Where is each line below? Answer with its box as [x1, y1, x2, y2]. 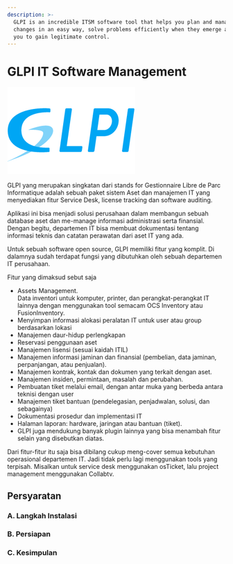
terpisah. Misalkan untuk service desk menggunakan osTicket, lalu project [7, 463, 219, 471]
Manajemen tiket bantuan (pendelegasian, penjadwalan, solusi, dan [17, 397, 210, 406]
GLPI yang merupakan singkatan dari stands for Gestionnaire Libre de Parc [7, 181, 221, 190]
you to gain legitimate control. [13, 33, 110, 40]
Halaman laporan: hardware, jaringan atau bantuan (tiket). [17, 420, 182, 428]
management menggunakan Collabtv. [7, 470, 114, 479]
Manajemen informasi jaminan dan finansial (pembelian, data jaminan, [17, 353, 217, 361]
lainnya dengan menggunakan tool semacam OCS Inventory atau [17, 301, 203, 310]
